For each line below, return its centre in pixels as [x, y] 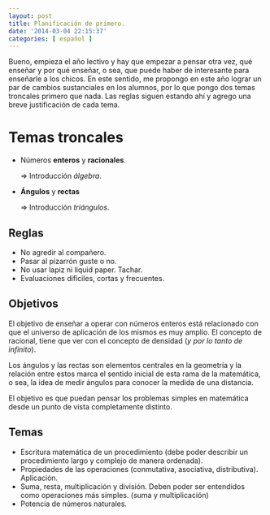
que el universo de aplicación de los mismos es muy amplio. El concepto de [135, 332]
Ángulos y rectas [50, 192]
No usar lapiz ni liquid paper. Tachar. [81, 270]
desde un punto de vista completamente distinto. [90, 406]
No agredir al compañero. [63, 252]
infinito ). [22, 349]
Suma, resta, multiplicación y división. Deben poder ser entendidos [133, 486]
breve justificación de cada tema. [64, 105]
